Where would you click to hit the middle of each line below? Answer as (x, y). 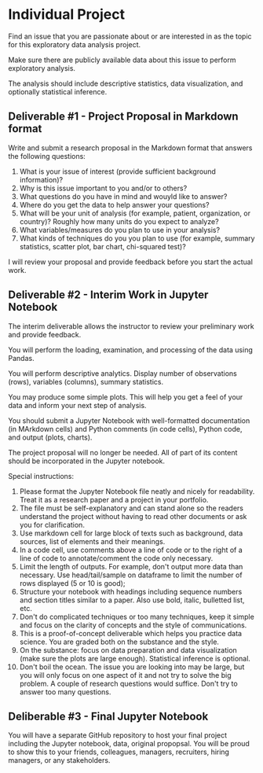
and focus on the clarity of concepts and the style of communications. (133, 625)
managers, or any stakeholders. (59, 760)
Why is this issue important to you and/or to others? (103, 188)
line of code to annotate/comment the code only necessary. (116, 558)
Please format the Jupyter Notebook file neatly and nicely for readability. (137, 491)
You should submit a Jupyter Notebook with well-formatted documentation (129, 420)
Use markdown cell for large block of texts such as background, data (131, 533)
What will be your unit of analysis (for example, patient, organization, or (135, 213)
